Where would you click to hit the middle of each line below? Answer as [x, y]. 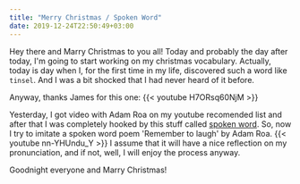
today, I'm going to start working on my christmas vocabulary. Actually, [140, 61]
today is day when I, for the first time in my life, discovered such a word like [149, 70]
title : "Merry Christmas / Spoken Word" [86, 17]
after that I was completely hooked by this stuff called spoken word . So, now [150, 124]
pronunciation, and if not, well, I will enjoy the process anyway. [125, 152]
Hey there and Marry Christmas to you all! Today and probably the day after [149, 51]
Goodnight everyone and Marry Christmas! [88, 170]
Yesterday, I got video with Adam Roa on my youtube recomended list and [146, 114]
